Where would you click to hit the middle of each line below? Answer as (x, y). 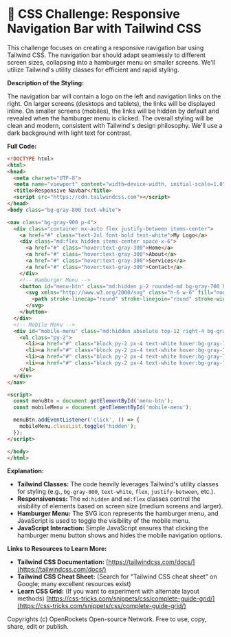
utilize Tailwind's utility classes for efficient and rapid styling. (93, 69)
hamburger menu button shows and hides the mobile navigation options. (120, 535)
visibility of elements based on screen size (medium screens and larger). (120, 506)
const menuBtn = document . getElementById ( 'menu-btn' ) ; (93, 401)
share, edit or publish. (38, 627)
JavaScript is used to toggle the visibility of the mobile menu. (103, 521)
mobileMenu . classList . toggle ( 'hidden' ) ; (78, 427)
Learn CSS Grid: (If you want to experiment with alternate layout (108, 592)
